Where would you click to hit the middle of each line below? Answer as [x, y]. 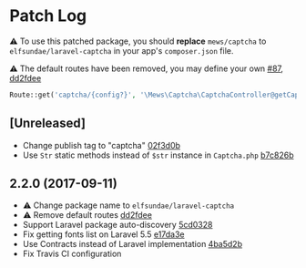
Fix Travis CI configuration [72, 254]
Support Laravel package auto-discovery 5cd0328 [117, 225]
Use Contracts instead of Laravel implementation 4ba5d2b [133, 244]
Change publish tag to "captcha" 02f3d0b [101, 145]
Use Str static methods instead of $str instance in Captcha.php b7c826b [158, 155]
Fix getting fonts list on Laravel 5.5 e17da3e [103, 234]
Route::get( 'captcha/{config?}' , [73, 95]
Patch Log [48, 16]
